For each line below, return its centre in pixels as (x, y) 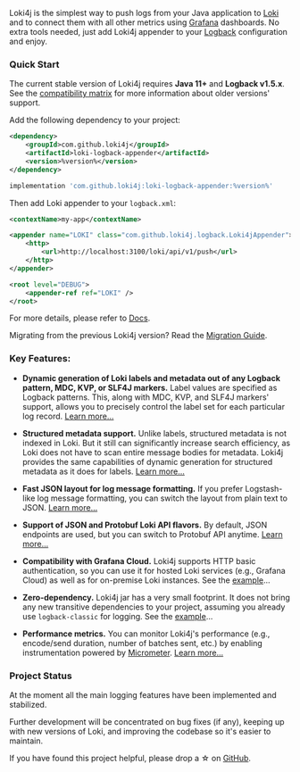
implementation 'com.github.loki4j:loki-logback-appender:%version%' (142, 186)
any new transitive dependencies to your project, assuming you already (154, 607)
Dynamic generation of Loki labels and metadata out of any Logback (151, 378)
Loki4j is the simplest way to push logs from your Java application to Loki (144, 13)
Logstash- (264, 488)
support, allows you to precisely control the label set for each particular (154, 406)
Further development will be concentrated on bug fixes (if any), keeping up (147, 722)
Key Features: (40, 359)
